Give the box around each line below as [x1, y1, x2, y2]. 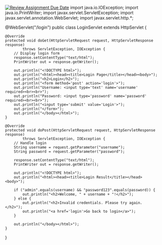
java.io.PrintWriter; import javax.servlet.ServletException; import [5, 10, 134, 16]
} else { [14, 196, 32, 201]
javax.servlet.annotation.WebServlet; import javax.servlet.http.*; [5, 15, 134, 20]
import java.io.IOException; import [70, 5, 139, 10]
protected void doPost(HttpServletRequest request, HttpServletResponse [5, 128, 156, 133]
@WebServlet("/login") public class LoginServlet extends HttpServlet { [5, 24, 147, 30]
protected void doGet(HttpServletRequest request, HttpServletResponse [5, 38, 153, 43]
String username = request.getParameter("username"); [14, 145, 125, 150]
